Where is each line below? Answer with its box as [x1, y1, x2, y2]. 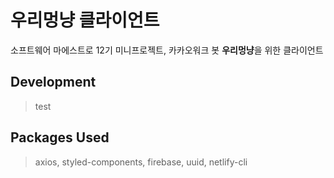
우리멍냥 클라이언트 [10, 9, 160, 32]
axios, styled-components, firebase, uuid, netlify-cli [34, 156, 248, 168]
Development [10, 74, 97, 91]
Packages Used [10, 129, 110, 146]
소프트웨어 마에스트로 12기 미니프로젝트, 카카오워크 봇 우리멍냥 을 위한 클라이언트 [10, 44, 324, 56]
